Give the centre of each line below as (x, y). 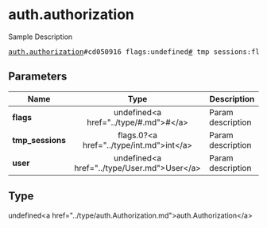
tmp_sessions (39, 140)
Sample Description (41, 37)
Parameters (38, 77)
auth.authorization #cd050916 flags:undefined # (101, 52)
